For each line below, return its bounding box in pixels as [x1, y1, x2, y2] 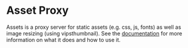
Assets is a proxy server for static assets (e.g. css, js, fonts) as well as [6, 23, 181, 31]
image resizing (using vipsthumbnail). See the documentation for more [6, 29, 183, 37]
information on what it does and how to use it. [6, 36, 121, 43]
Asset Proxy [6, 4, 69, 17]
